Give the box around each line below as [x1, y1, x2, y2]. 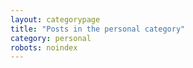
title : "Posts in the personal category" [10, 24, 186, 34]
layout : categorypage [10, 14, 101, 25]
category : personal [10, 33, 92, 43]
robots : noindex [10, 42, 78, 53]
